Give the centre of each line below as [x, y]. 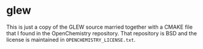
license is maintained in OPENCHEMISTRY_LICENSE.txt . [71, 39]
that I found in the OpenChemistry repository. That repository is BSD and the [101, 33]
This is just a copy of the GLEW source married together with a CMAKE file [99, 27]
